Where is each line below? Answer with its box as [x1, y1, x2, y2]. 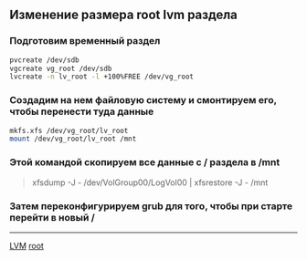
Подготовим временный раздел [9, 35, 161, 47]
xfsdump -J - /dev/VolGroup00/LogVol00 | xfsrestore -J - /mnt [31, 177, 269, 188]
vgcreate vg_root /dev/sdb [9, 64, 112, 73]
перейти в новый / [9, 211, 96, 224]
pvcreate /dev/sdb [9, 55, 79, 65]
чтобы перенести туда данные [9, 105, 154, 118]
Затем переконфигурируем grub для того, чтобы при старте [9, 200, 293, 213]
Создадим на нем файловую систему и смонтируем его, [9, 94, 277, 107]
